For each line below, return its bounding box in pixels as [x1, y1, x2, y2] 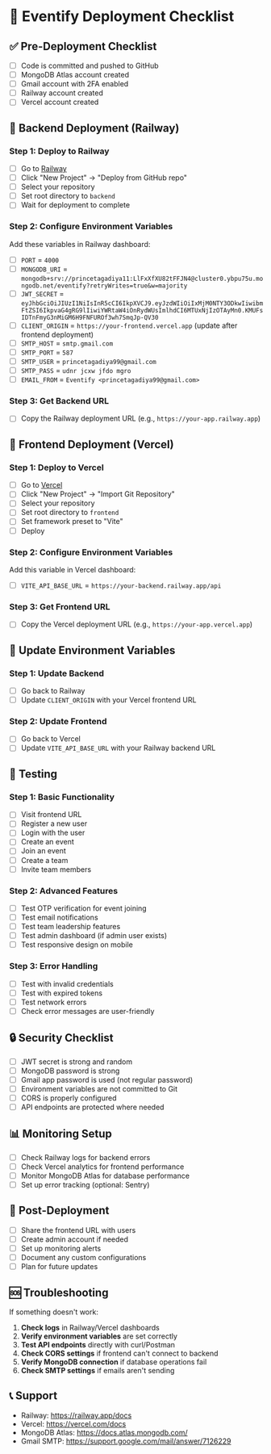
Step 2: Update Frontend [9, 716, 107, 727]
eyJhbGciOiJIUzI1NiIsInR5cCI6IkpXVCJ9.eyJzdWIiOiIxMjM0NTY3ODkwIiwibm [20, 299, 264, 308]
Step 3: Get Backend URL [9, 396, 110, 407]
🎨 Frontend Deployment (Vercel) [9, 438, 174, 451]
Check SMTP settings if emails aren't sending [20, 1366, 175, 1376]
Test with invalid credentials [20, 978, 114, 988]
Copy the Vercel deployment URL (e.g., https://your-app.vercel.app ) [20, 619, 253, 629]
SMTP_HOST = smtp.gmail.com [20, 338, 114, 348]
